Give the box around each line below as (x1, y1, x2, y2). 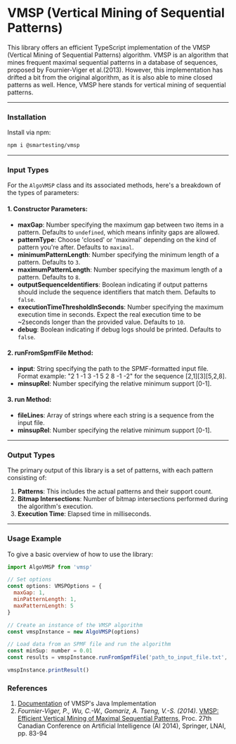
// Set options (7, 576, 52, 584)
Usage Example (7, 534, 62, 543)
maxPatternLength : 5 (13, 602, 74, 610)
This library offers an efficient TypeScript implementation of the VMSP (7, 43, 211, 51)
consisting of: (7, 474, 47, 482)
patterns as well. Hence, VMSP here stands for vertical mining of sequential (7, 80, 226, 89)
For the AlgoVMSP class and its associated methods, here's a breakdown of (7, 181, 221, 189)
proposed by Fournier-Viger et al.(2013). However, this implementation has (7, 65, 223, 74)
